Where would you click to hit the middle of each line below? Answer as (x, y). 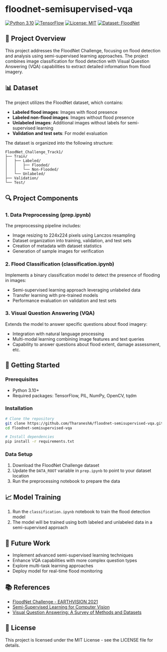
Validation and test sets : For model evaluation (60, 133)
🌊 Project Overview (36, 39)
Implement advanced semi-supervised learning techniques (73, 555)
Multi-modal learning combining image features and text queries (78, 339)
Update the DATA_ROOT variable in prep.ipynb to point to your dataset (82, 470)
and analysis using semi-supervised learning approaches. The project (77, 56)
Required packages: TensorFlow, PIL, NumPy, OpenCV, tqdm (74, 395)
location (21, 475)
